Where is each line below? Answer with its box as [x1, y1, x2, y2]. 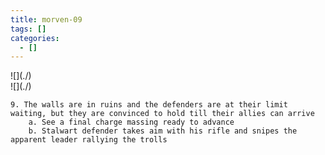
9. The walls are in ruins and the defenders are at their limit [10, 100, 288, 110]
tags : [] [10, 24, 47, 34]
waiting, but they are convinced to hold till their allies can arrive [10, 109, 315, 119]
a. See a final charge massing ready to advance [28, 117, 235, 128]
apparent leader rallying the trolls [10, 135, 168, 145]
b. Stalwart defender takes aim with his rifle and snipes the [28, 126, 298, 136]
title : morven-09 [10, 14, 83, 25]
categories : [10, 33, 60, 43]
